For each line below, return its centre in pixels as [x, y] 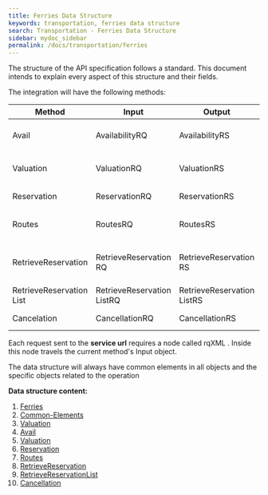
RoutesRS [197, 225]
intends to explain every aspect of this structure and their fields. [113, 77]
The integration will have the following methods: [87, 92]
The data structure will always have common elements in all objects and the [133, 367]
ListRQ [108, 301]
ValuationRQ [118, 169]
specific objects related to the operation [74, 376]
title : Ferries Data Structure [60, 16]
